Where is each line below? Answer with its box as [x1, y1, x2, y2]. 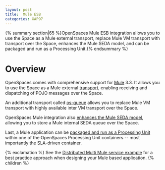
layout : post [5, 7, 32, 12]
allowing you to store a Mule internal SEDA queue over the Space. [5, 120, 140, 126]
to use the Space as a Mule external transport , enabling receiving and [5, 85, 148, 91]
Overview [5, 63, 46, 74]
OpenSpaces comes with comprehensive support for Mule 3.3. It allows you [5, 80, 160, 86]
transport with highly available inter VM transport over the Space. [5, 105, 139, 111]
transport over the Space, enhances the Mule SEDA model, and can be [5, 41, 150, 47]
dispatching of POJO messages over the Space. [5, 90, 103, 96]
